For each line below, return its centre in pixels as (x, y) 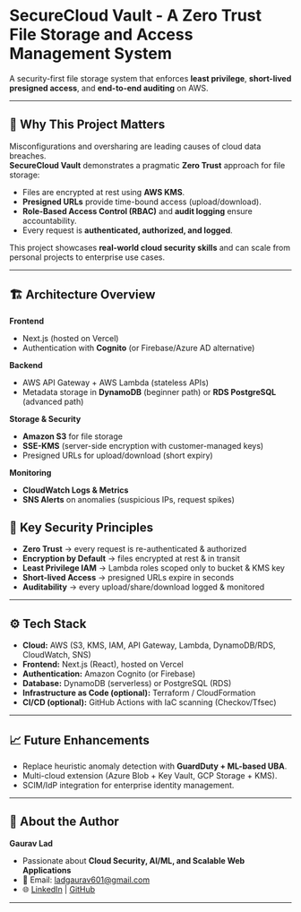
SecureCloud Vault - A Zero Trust (136, 16)
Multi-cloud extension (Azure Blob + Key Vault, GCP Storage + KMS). (150, 775)
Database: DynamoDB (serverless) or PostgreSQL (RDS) (127, 684)
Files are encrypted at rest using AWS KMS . (103, 192)
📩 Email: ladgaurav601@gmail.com (86, 880)
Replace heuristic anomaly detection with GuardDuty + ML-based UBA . (155, 766)
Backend (26, 365)
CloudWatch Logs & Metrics (75, 490)
